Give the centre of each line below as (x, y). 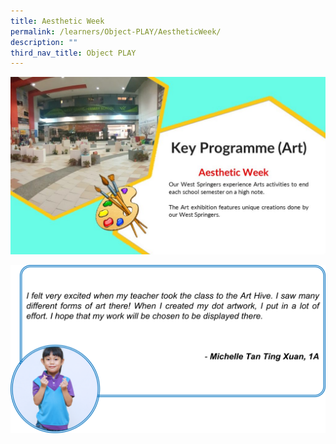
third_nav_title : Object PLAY (73, 53)
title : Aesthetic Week (57, 21)
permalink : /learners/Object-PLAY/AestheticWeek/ (116, 31)
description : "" (44, 42)
